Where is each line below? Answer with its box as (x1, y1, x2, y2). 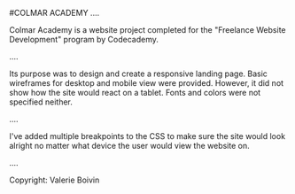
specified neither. (9, 97, 74, 107)
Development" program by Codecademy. (9, 35, 159, 44)
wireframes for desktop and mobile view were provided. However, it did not (9, 78, 284, 88)
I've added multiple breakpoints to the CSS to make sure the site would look (9, 131, 286, 141)
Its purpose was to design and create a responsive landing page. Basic (9, 68, 268, 79)
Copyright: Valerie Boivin (9, 175, 100, 185)
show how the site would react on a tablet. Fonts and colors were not (9, 88, 261, 97)
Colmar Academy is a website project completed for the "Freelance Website (9, 25, 286, 35)
